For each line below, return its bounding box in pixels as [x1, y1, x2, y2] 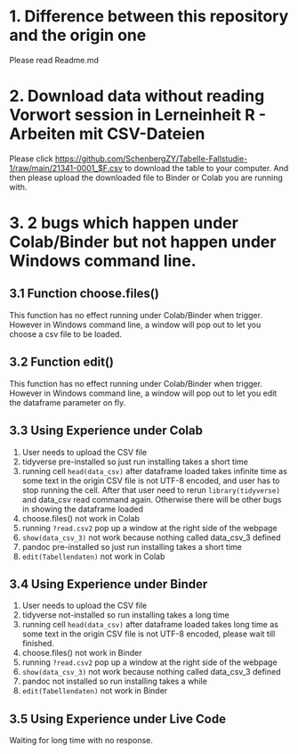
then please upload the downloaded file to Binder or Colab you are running [9, 172, 283, 183]
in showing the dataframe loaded [21, 504, 144, 514]
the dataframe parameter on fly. [9, 397, 126, 407]
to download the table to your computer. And [124, 162, 289, 173]
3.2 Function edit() [9, 355, 114, 370]
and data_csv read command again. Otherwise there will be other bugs [21, 494, 282, 504]
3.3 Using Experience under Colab [9, 423, 203, 438]
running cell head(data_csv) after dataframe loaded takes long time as [21, 619, 278, 630]
